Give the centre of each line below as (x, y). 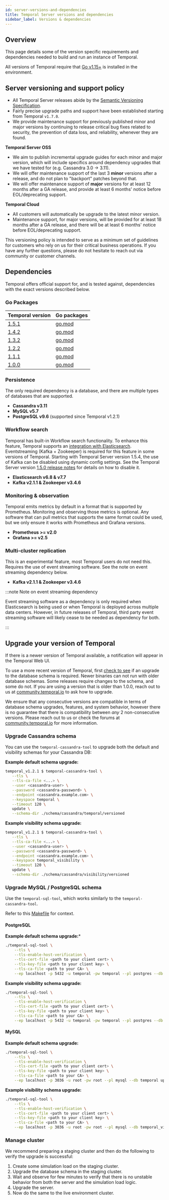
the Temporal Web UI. (28, 661)
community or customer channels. (41, 256)
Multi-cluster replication (36, 550)
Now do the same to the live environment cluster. (63, 1193)
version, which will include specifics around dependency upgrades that (87, 162)
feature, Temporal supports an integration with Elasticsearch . (68, 446)
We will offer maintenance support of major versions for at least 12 (81, 184)
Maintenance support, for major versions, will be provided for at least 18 (87, 219)
